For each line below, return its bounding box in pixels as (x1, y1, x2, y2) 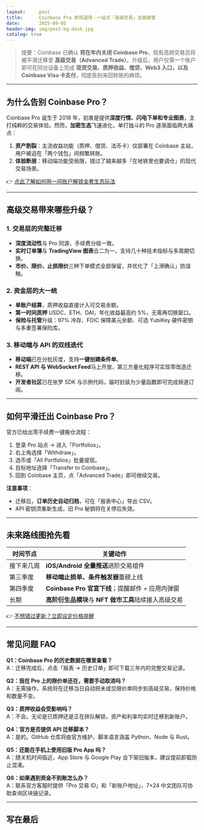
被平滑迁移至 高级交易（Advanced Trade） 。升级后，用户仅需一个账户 (21, 56, 196, 64)
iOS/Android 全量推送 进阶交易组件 (46, 561, 144, 570)
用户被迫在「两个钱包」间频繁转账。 (15, 149, 106, 157)
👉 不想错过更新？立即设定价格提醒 (6, 612, 95, 619)
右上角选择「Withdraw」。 (15, 449, 80, 456)
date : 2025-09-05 (6, 20, 67, 26)
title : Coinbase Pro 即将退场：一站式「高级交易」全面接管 (6, 15, 156, 21)
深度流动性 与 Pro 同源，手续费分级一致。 (15, 239, 118, 246)
